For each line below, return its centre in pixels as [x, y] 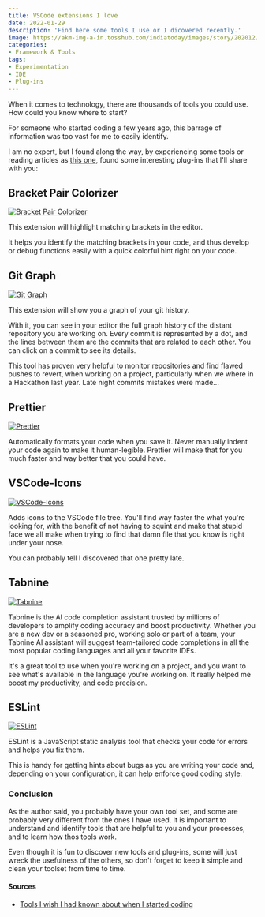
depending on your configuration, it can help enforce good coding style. [125, 773]
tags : [17, 60]
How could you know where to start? [68, 112]
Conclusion [31, 794]
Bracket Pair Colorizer [63, 193]
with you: [23, 168]
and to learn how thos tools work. [62, 837]
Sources [22, 887]
